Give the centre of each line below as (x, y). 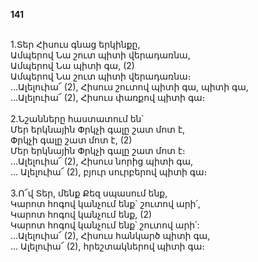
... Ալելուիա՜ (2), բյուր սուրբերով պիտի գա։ (109, 172)
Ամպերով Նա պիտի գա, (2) (72, 65)
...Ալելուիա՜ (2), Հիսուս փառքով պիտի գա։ (108, 97)
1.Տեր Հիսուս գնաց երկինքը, (75, 44)
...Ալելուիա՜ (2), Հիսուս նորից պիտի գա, (102, 161)
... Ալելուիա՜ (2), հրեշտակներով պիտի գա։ (107, 246)
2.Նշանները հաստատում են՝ (77, 118)
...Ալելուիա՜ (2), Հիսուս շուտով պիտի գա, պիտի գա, (129, 87)
